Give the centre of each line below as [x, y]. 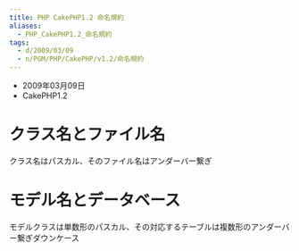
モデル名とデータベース [95, 201]
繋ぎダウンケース [48, 238]
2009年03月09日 [54, 85]
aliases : [25, 26]
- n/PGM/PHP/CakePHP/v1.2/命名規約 [81, 59]
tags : [19, 42]
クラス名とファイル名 [87, 134]
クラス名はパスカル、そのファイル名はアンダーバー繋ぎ [111, 161]
